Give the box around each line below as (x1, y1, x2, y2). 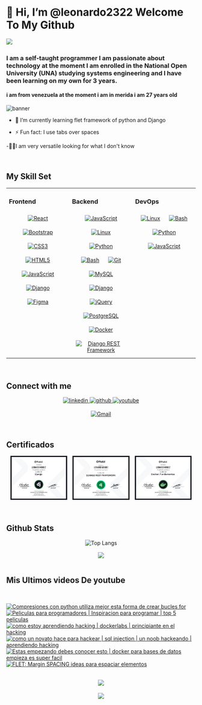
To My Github (6, 18, 75, 32)
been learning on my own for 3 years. (6, 76, 118, 85)
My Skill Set (6, 172, 52, 182)
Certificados (6, 439, 55, 450)
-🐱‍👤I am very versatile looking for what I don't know (6, 143, 135, 150)
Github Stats (6, 523, 54, 533)
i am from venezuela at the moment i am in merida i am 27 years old (6, 92, 177, 99)
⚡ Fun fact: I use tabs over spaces (14, 129, 99, 136)
